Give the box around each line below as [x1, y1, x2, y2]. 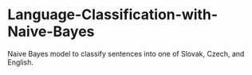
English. [7, 57, 33, 67]
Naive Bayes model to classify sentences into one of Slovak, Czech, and [7, 49, 245, 58]
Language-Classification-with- [7, 6, 219, 24]
